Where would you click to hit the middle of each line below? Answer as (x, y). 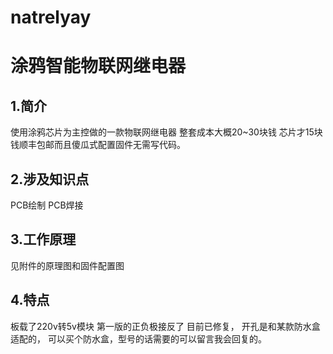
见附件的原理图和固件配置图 (67, 265)
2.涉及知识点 (50, 179)
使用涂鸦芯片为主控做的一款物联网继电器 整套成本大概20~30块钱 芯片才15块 (166, 132)
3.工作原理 (43, 239)
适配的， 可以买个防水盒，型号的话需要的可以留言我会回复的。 (138, 338)
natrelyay (51, 17)
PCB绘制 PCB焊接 (47, 205)
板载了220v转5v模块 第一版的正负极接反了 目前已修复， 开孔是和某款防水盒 (165, 326)
